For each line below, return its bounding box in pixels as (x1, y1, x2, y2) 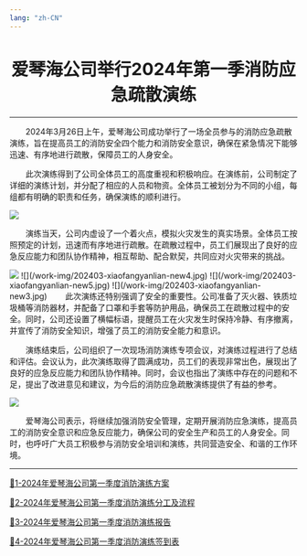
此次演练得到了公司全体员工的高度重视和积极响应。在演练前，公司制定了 (26, 168, 298, 179)
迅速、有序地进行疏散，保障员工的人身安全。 (9, 148, 178, 160)
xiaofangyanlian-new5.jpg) (9, 280, 111, 291)
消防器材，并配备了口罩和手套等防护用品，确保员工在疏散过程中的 (33, 302, 281, 313)
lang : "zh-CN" (9, 13, 64, 23)
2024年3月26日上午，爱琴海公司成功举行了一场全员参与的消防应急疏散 (26, 125, 292, 137)
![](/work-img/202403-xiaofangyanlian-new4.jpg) (20, 270, 208, 281)
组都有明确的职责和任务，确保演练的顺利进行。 (9, 191, 185, 202)
